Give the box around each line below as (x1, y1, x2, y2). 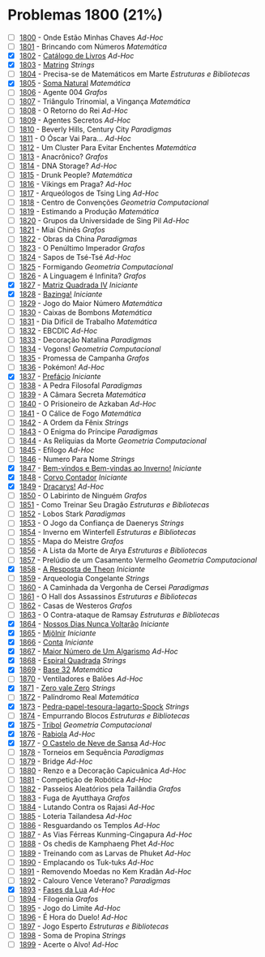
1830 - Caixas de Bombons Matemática (19, 307, 152, 317)
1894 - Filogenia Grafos (19, 894, 99, 903)
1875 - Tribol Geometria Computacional (19, 720, 152, 730)
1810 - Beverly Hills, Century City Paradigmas (19, 124, 172, 134)
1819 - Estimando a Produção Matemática (19, 207, 160, 217)
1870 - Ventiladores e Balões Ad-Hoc (19, 674, 143, 683)
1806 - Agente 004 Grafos (19, 88, 108, 97)
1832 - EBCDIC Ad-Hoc (19, 325, 98, 335)
